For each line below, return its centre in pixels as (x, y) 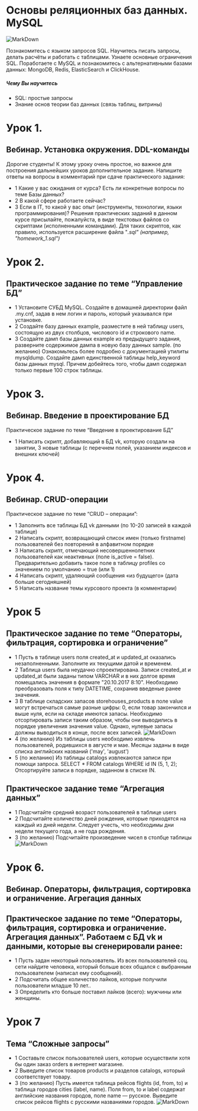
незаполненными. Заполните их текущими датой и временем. (93, 663)
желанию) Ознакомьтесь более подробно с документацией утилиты (102, 351)
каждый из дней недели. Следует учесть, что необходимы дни (94, 824)
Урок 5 (24, 612)
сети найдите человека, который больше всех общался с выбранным (103, 967)
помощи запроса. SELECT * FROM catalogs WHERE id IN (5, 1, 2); (96, 764)
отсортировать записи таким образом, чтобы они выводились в (96, 720)
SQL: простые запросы (43, 98)
